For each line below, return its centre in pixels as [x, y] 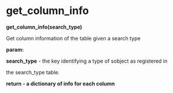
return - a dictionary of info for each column [60, 84]
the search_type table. [33, 72]
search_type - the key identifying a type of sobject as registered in [87, 61]
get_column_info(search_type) [44, 27]
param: [15, 49]
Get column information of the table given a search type [73, 38]
